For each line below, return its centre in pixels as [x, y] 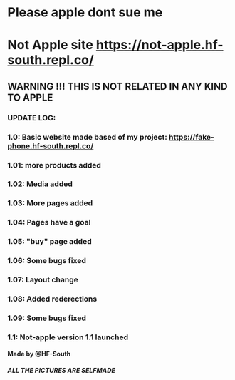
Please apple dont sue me [85, 12]
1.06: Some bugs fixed [47, 261]
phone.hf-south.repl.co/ [51, 145]
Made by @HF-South [39, 354]
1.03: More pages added [50, 203]
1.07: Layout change [43, 280]
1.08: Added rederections [52, 299]
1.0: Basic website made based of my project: [87, 137]
